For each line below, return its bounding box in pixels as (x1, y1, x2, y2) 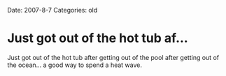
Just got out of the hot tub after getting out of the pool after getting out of (7, 53, 219, 61)
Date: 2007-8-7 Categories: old (7, 6, 98, 14)
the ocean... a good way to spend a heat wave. (7, 61, 142, 69)
